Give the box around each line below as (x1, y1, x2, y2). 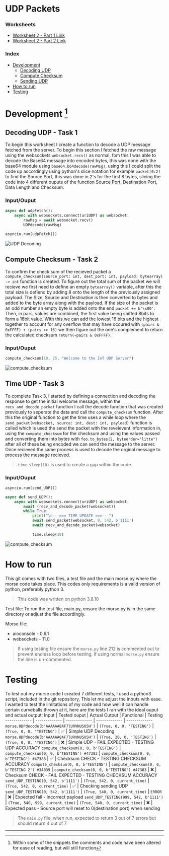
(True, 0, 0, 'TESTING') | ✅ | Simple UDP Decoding (5, 728, 115, 734)
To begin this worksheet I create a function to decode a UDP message (5, 141, 151, 148)
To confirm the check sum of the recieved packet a (5, 268, 111, 274)
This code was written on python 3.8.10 (17, 596, 99, 602)
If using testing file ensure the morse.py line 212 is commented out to (17, 646, 159, 652)
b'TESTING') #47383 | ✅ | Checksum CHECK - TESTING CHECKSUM (5, 755, 146, 761)
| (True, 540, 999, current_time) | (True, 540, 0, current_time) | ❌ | (5, 799, 153, 806)
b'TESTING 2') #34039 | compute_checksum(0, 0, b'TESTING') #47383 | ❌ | (5, 766, 157, 772)
